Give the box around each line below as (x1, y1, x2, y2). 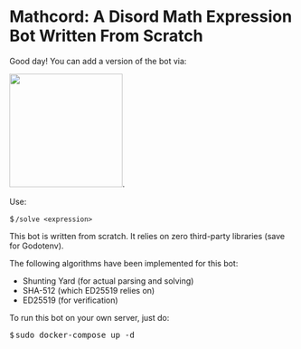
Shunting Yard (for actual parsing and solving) (22, 275, 194, 286)
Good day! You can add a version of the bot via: (9, 55, 187, 66)
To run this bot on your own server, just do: (9, 312, 170, 323)
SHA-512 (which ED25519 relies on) (22, 285, 155, 296)
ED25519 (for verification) (22, 295, 119, 305)
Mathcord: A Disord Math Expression (9, 6, 292, 27)
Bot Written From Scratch (9, 25, 203, 46)
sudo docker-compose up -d (14, 329, 136, 340)
